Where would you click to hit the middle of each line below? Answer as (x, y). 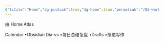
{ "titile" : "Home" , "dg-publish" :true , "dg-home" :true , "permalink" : (73, 10)
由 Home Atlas (20, 24)
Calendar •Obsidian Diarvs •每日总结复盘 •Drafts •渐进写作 (65, 34)
